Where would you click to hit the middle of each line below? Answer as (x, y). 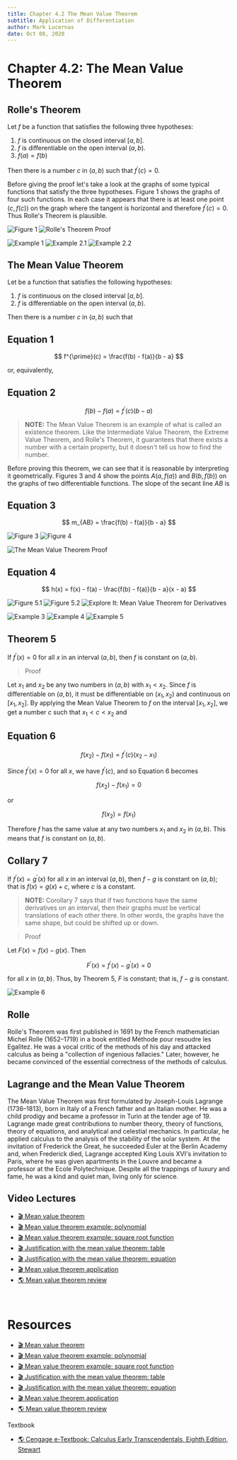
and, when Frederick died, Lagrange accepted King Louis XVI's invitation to (117, 1154)
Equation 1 (31, 340)
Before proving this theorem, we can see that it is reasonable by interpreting (118, 468)
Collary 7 (28, 861)
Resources (40, 1325)
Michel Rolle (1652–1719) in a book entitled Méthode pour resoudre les (109, 1039)
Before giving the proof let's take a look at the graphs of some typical (109, 184)
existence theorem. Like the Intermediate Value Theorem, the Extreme (126, 432)
